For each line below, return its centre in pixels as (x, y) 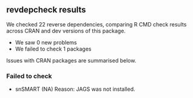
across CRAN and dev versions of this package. (66, 31)
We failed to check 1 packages (53, 49)
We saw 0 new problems (46, 42)
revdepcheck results (46, 10)
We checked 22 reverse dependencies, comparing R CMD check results (96, 24)
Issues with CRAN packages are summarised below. (71, 60)
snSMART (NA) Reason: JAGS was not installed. (75, 89)
